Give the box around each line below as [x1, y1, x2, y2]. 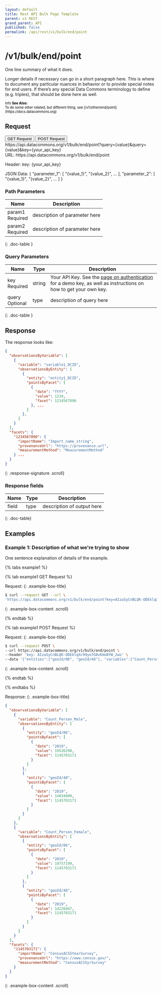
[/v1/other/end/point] [83, 105, 117, 110]
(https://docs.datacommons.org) [5, 109, 57, 114]
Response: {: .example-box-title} [5, 694, 70, 700]
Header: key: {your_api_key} [5, 161, 61, 167]
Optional [7, 300, 27, 307]
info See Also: [5, 100, 28, 106]
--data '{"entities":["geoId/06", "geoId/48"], [5, 657, 103, 662]
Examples [5, 529, 35, 538]
